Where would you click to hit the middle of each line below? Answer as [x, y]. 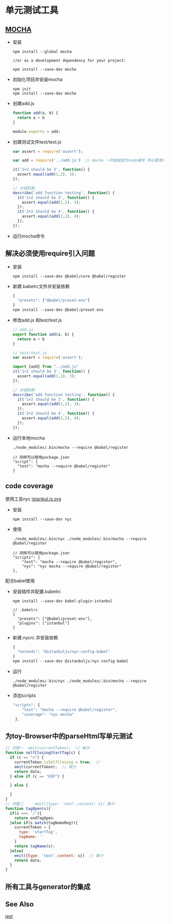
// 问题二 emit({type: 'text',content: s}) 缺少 [60, 804]
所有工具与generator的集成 [48, 887]
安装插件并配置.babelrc [37, 591]
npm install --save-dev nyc [42, 519]
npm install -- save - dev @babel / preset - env [58, 310]
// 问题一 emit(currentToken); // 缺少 [48, 748]
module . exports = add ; [36, 131]
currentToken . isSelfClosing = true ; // [57, 762]
